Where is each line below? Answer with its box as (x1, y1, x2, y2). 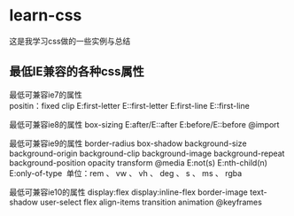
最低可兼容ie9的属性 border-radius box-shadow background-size (9, 138, 247, 149)
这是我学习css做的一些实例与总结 (9, 35, 131, 46)
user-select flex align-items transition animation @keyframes (39, 197, 263, 207)
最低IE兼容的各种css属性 (9, 64, 144, 80)
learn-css (9, 5, 82, 26)
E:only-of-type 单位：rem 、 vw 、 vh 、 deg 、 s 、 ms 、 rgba (9, 167, 243, 178)
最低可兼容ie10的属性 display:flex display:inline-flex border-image (9, 187, 248, 197)
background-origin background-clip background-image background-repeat (9, 148, 285, 158)
